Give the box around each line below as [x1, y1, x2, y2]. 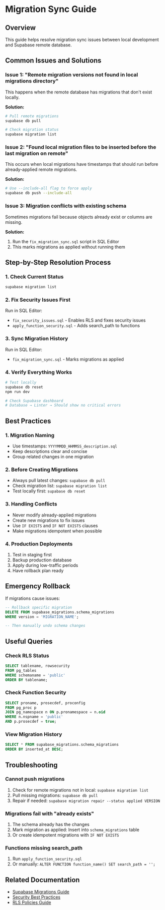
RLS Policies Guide [12, 900, 51, 906]
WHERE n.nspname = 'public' [5, 714, 64, 720]
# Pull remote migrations [5, 113, 59, 118]
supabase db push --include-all [5, 191, 72, 196]
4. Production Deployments [5, 540, 73, 547]
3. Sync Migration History [5, 335, 69, 342]
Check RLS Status [5, 652, 50, 659]
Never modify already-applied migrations [12, 512, 97, 518]
